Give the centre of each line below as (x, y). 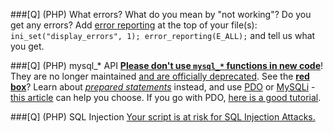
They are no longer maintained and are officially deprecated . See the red (160, 76)
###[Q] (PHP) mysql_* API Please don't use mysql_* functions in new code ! (167, 65)
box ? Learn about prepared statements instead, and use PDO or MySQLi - (163, 87)
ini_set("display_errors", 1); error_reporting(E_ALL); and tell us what (163, 35)
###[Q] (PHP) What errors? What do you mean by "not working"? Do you (161, 14)
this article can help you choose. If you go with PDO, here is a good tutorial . (166, 97)
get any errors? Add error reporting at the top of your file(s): (134, 25)
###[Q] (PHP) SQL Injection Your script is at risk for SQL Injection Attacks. (163, 117)
